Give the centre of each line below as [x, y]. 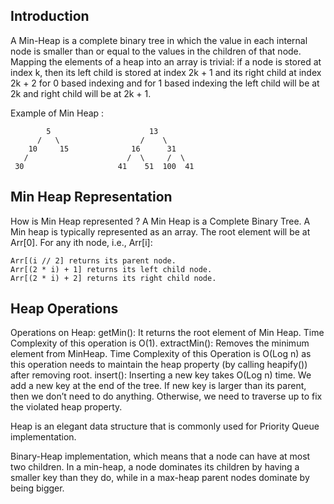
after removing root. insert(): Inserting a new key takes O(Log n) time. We [161, 375]
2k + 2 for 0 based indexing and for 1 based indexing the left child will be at [165, 83]
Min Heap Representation [91, 197]
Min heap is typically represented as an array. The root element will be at [160, 231]
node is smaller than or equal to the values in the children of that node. [156, 51]
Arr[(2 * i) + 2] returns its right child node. [113, 278]
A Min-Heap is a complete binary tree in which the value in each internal [159, 40]
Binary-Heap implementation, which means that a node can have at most [160, 456]
